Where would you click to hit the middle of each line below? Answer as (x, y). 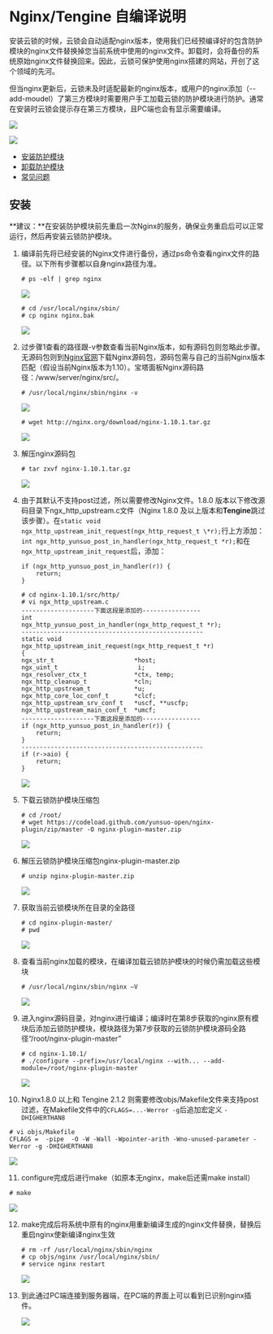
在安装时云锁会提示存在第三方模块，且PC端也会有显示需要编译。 (117, 108)
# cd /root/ (41, 815)
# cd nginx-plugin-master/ (67, 923)
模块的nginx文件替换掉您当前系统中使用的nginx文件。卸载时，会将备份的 (131, 50)
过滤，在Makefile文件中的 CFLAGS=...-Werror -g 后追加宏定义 (121, 1109)
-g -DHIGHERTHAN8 (64, 1146)
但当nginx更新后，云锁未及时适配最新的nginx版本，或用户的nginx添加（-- (133, 88)
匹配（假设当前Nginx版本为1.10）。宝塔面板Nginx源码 (109, 367)
